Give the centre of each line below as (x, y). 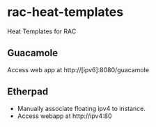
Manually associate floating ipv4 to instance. (81, 108)
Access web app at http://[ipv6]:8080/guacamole (78, 69)
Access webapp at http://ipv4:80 (64, 116)
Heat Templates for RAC (42, 31)
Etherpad (28, 92)
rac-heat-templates (65, 12)
